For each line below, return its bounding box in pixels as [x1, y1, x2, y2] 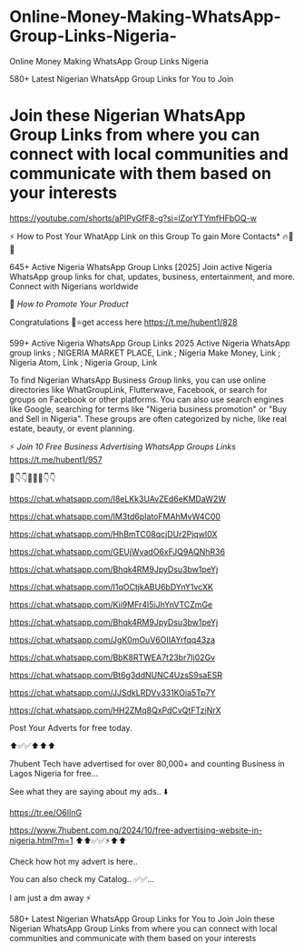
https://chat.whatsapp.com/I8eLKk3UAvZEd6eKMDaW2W [9, 493, 227, 504]
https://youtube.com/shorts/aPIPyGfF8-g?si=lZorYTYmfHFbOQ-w [9, 212, 257, 224]
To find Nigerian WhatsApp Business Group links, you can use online [9, 375, 266, 386]
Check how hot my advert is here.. [9, 856, 138, 867]
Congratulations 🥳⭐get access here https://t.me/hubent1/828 [9, 316, 238, 327]
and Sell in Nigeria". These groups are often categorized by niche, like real [9, 413, 288, 424]
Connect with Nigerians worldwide [9, 280, 139, 292]
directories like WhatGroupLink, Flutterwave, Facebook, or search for [9, 384, 268, 395]
